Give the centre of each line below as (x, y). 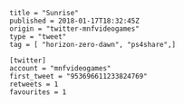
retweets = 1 (34, 84)
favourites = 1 (38, 92)
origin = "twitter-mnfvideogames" (75, 29)
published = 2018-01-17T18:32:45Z (75, 21)
